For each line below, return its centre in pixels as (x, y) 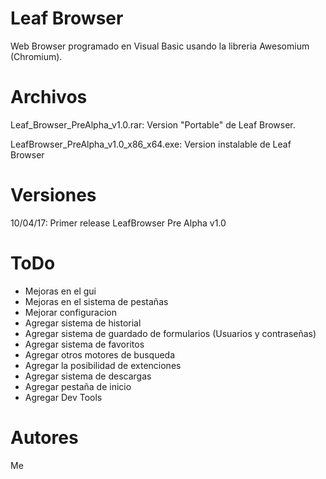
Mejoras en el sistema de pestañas (96, 301)
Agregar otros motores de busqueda (100, 354)
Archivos (49, 97)
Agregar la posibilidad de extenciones (103, 365)
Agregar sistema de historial (83, 323)
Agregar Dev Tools (63, 397)
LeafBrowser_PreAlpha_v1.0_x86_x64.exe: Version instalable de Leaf (151, 144)
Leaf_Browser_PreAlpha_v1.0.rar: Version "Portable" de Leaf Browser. (153, 124)
